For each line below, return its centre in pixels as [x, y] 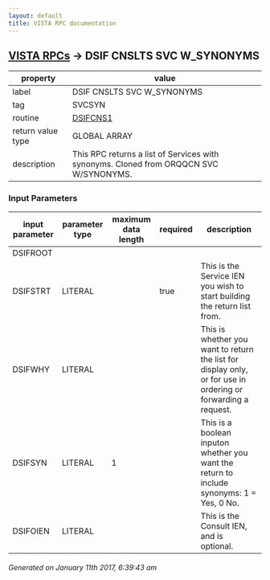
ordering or [222, 389]
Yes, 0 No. [220, 503]
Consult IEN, [224, 525]
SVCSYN [89, 105]
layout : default [35, 16]
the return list [226, 306]
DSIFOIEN [31, 531]
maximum [131, 219]
